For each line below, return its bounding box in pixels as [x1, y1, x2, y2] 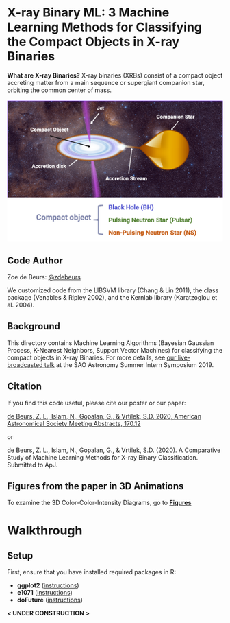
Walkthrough [7, 523, 83, 538]
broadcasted [7, 360, 43, 368]
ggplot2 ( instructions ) [16, 581, 80, 589]
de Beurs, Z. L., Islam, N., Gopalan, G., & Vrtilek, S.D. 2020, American [7, 412, 202, 420]
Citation [7, 381, 42, 392]
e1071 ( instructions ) [16, 589, 73, 597]
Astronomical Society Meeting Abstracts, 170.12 [7, 419, 142, 427]
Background [7, 320, 60, 332]
